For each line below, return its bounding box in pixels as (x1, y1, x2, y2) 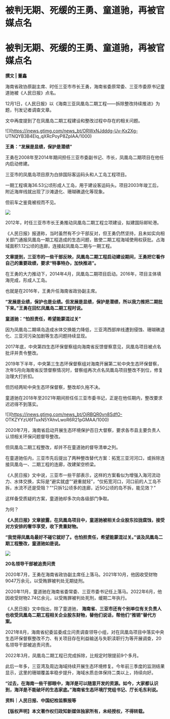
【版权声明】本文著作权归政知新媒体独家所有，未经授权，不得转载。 (5, 708, 147, 714)
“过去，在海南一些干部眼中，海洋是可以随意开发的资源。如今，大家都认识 (5, 681, 158, 687)
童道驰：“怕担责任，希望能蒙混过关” (5, 316, 81, 322)
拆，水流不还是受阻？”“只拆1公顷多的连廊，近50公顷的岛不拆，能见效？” (5, 485, 156, 491)
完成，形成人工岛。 (9, 277, 50, 284)
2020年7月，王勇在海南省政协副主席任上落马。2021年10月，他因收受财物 (5, 572, 158, 578)
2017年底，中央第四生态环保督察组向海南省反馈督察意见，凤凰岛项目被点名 (5, 344, 161, 350)
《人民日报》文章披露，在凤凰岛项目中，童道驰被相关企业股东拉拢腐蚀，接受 (5, 517, 165, 523)
